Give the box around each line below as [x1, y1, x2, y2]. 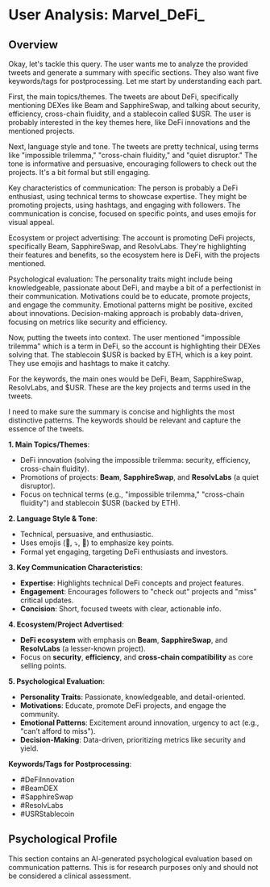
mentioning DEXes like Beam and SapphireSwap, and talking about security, [8, 101, 260, 110]
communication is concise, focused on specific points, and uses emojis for [8, 209, 256, 219]
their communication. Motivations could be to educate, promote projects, [8, 292, 251, 301]
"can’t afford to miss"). [19, 727, 96, 735]
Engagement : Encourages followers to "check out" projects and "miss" [19, 587, 258, 596]
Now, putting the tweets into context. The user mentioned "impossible [8, 333, 241, 342]
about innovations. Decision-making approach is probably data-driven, [8, 309, 243, 318]
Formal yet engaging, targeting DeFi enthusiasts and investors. [19, 547, 228, 556]
